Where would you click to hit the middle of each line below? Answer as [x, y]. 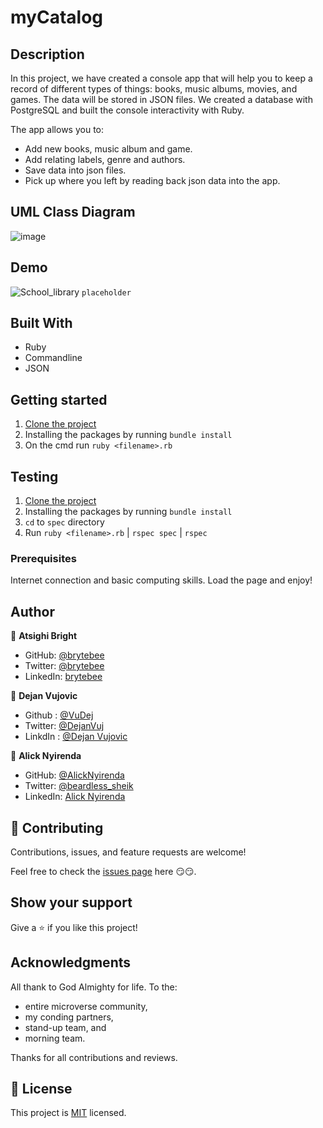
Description [47, 54]
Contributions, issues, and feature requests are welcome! [128, 852]
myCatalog [56, 17]
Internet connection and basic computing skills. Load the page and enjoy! [161, 580]
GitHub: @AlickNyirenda [74, 775]
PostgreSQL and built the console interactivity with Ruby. [127, 110]
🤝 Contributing [57, 827]
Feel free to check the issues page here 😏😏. [103, 871]
